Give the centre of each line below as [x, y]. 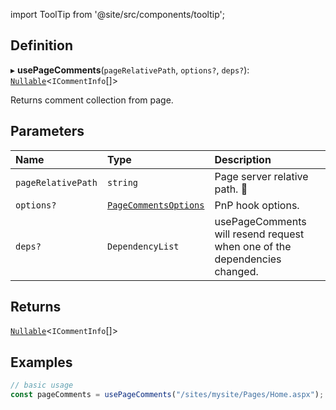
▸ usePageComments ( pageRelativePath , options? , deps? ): [130, 70]
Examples [41, 362]
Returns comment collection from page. [92, 100]
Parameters [47, 131]
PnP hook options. [257, 205]
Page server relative [261, 176]
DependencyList [143, 246]
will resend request [259, 234]
